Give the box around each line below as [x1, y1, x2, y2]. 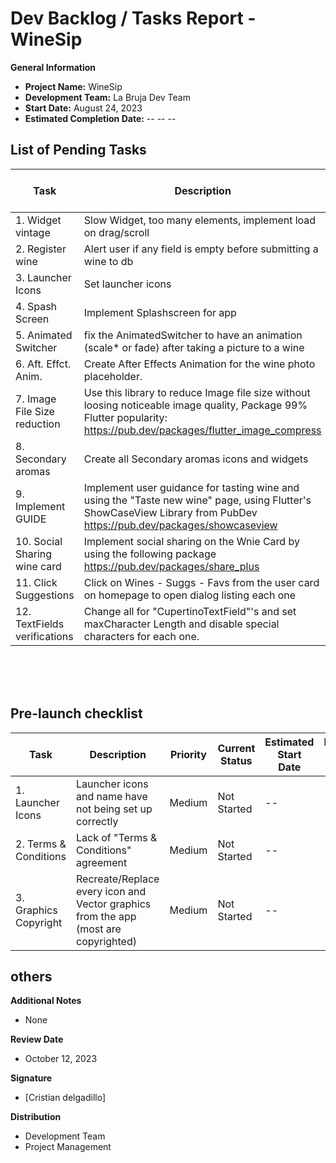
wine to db [83, 254, 134, 268]
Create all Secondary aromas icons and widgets [83, 452, 309, 466]
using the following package [83, 547, 217, 561]
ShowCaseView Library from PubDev [83, 505, 258, 519]
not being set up [76, 802, 153, 816]
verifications [15, 629, 74, 643]
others [10, 968, 53, 985]
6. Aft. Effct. [15, 357, 72, 371]
